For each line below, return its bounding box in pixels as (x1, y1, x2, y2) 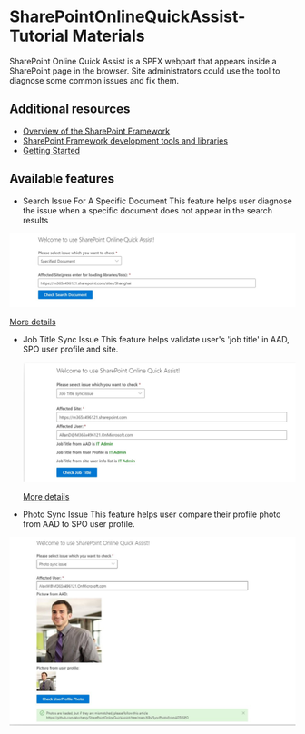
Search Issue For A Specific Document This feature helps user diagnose (22, 195, 292, 206)
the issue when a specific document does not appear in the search (22, 204, 273, 215)
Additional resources (9, 102, 131, 117)
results (22, 214, 49, 225)
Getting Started (22, 144, 80, 155)
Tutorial (9, 25, 70, 46)
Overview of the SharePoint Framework (22, 125, 171, 136)
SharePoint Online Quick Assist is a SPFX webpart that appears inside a (9, 55, 277, 66)
